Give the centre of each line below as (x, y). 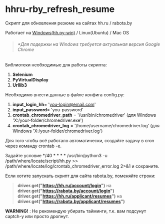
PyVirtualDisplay (30, 80)
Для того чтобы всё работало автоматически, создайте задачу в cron (80, 141)
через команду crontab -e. (33, 146)
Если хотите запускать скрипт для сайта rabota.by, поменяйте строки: (80, 176)
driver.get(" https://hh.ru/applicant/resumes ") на (70, 196)
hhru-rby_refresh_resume (60, 9)
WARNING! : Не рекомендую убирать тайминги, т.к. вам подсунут (76, 211)
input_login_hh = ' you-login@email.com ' (54, 105)
